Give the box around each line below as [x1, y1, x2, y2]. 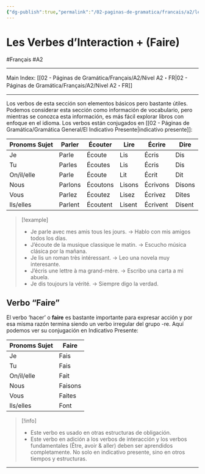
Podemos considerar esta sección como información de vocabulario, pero [6, 106, 193, 113]
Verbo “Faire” [6, 298, 60, 308]
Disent [175, 200, 194, 209]
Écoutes [86, 160, 110, 169]
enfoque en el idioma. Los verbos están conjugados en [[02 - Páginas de [6, 119, 190, 126]
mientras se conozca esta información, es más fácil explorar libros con [6, 113, 184, 120]
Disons [175, 180, 195, 189]
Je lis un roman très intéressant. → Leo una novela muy [30, 254, 170, 261]
